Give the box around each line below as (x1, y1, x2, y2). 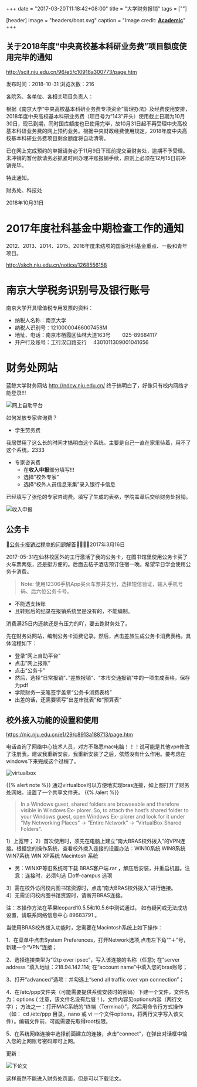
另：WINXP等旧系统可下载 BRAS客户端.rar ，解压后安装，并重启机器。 (14, 865, 185, 872)
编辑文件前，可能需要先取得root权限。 (18, 1018, 111, 1025)
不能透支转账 (14, 600, 46, 608)
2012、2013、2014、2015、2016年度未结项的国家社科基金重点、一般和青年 (6, 242, 188, 249)
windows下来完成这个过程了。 (6, 758, 79, 765)
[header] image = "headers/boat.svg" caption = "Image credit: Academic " (6, 17, 186, 23)
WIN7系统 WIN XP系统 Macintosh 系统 (6, 852, 98, 860)
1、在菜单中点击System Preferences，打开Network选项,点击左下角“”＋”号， (6, 936, 189, 943)
